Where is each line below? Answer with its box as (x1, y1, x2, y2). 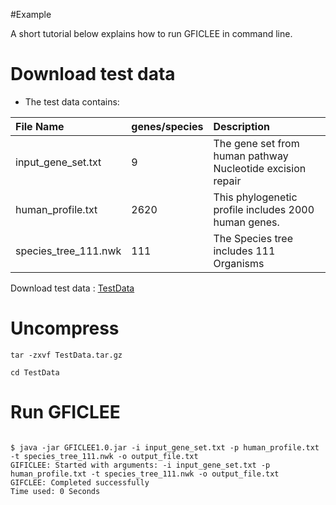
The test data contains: (24, 95, 120, 108)
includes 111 (213, 244, 276, 258)
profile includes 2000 (213, 202, 315, 216)
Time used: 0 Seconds (10, 486, 101, 496)
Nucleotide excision (213, 161, 307, 175)
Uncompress (10, 317, 120, 340)
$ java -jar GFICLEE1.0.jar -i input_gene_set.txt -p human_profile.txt (10, 442, 320, 453)
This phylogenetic (213, 190, 298, 204)
